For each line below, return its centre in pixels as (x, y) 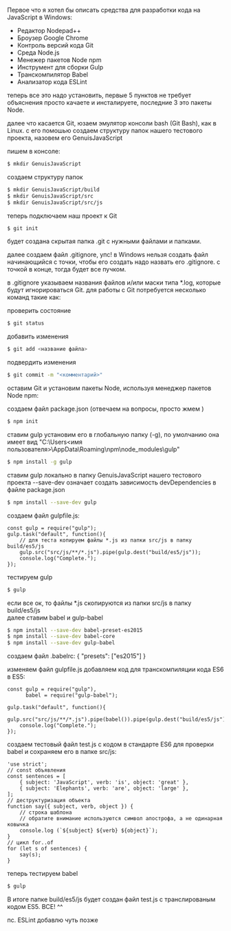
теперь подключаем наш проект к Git (62, 216)
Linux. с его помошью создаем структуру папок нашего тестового (105, 131)
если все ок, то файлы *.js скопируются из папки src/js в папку (99, 603)
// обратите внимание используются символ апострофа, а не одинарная (121, 819)
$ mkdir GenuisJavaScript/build (53, 190)
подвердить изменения (42, 362)
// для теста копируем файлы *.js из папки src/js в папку (106, 540)
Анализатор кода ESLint (52, 82)
